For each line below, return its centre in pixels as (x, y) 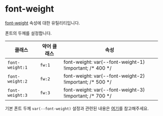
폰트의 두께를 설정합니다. (28, 33)
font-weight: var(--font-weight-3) (104, 89)
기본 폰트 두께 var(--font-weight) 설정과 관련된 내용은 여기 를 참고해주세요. (77, 108)
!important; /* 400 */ (87, 68)
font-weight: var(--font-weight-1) (104, 62)
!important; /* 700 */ (87, 96)
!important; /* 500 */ (87, 82)
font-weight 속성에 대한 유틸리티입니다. (42, 23)
